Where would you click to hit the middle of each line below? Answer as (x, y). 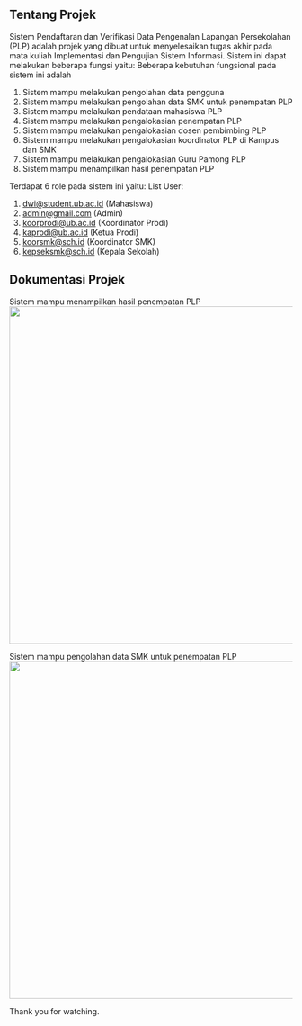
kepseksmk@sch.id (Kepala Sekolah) (91, 251)
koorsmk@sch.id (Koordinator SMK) (89, 241)
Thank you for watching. (54, 1011)
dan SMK (39, 149)
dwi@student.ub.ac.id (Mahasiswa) (88, 203)
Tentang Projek (53, 15)
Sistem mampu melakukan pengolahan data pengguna (123, 92)
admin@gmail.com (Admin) (73, 213)
